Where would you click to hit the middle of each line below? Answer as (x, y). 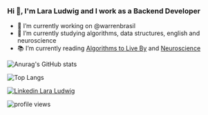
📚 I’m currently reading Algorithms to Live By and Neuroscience (109, 48)
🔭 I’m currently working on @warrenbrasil (76, 26)
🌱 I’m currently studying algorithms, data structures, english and (108, 33)
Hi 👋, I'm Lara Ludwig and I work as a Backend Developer (104, 11)
